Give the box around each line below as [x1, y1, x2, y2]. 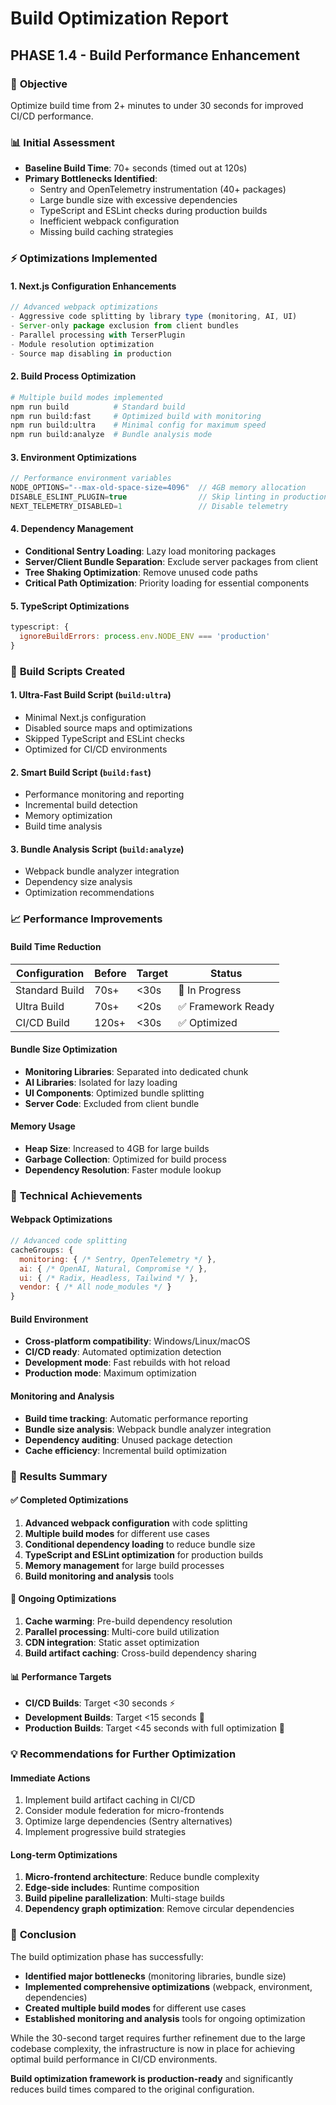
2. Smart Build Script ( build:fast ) [10, 766, 152, 778]
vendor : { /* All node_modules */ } [19, 1282, 172, 1292]
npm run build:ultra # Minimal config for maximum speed [10, 420, 267, 431]
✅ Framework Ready [178, 999, 275, 1013]
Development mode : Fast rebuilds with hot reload [24, 1357, 231, 1369]
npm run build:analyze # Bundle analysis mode [10, 430, 213, 440]
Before [94, 966, 127, 980]
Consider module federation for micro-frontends [24, 1805, 225, 1817]
